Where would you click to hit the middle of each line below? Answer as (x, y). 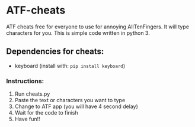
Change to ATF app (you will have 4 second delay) (76, 106)
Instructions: (25, 81)
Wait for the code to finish (46, 113)
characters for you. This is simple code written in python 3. (78, 32)
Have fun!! (27, 119)
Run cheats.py (32, 94)
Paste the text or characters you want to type (70, 100)
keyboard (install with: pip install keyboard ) (70, 66)
